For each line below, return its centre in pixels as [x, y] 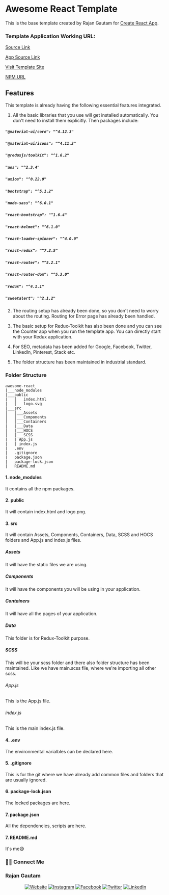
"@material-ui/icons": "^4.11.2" [41, 144]
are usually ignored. [26, 780]
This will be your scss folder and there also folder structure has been [77, 663]
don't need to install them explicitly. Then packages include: [76, 121]
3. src [11, 523]
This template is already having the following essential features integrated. [83, 106]
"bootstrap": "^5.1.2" [29, 191]
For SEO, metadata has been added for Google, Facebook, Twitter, [82, 347]
